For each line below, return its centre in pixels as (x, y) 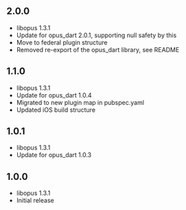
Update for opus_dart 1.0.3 (54, 155)
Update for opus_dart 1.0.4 (54, 95)
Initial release (35, 200)
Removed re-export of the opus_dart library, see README (98, 49)
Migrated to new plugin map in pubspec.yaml (80, 102)
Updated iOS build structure (56, 110)
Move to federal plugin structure (62, 42)
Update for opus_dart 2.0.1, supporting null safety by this (96, 35)
